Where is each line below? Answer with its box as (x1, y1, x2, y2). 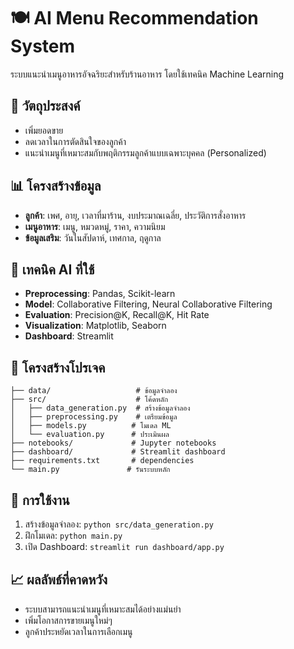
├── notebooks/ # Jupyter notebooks (10, 438, 217, 449)
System (10, 35, 76, 58)
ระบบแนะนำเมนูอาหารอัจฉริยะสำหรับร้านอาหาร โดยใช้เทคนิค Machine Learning (10, 68, 285, 80)
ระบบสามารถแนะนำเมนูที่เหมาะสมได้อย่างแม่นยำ (24, 603, 182, 615)
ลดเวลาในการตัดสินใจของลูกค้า (24, 135, 127, 147)
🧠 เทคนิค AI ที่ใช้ (10, 261, 95, 278)
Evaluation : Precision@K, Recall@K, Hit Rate (24, 309, 210, 321)
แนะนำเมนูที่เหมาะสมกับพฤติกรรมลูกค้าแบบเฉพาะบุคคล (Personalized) (24, 146, 267, 159)
